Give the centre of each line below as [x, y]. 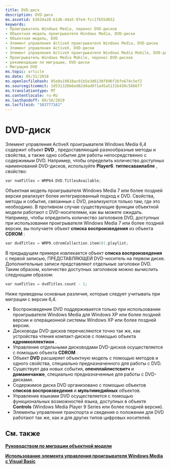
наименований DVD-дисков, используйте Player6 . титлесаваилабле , [81, 166]
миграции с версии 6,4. [31, 299]
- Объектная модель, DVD [32, 39]
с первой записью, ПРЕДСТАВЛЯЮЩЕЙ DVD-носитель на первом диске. [85, 258]
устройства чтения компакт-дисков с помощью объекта [74, 336]
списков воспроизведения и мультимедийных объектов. [77, 390]
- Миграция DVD [21, 67]
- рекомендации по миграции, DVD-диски [48, 62]
